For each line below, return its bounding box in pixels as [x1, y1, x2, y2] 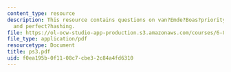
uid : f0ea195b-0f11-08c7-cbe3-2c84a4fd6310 [7, 55, 134, 62]
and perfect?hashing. [13, 23, 76, 29]
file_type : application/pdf [7, 36, 88, 43]
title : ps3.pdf [7, 49, 51, 56]
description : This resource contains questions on [7, 16, 155, 23]
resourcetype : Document [7, 42, 76, 49]
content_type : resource [7, 10, 76, 17]
